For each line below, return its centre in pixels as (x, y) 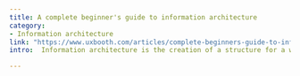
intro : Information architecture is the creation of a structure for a (147, 50)
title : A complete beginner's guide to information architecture (133, 17)
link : (19, 42)
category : (28, 26)
